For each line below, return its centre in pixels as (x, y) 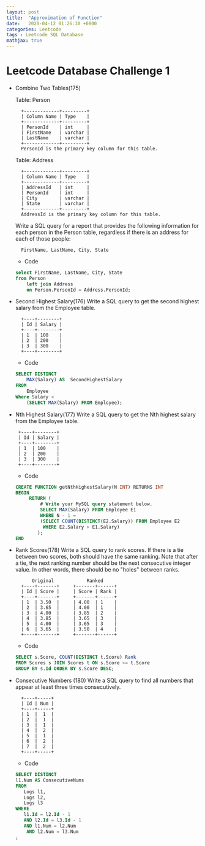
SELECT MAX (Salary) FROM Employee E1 (88, 510)
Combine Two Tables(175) (48, 88)
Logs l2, (35, 797)
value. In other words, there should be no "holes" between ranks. (97, 570)
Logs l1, (35, 792)
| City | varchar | (55, 198)
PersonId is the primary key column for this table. (90, 149)
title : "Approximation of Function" (54, 18)
